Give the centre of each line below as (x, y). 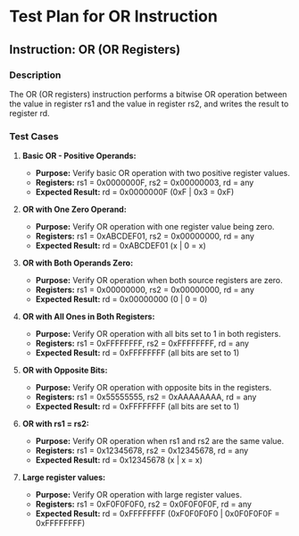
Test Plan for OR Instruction (114, 17)
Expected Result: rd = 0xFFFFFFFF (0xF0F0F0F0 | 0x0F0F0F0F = (158, 514)
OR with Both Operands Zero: (78, 263)
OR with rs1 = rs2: (55, 424)
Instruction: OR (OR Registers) (95, 50)
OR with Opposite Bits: (65, 370)
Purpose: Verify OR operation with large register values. (139, 495)
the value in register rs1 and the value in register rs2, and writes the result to (149, 104)
